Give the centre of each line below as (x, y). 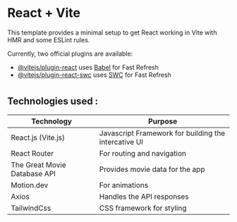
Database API (34, 173)
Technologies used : (53, 101)
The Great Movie (39, 165)
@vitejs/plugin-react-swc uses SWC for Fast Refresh (94, 75)
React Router (32, 153)
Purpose (163, 121)
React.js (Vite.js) (38, 137)
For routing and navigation (143, 153)
